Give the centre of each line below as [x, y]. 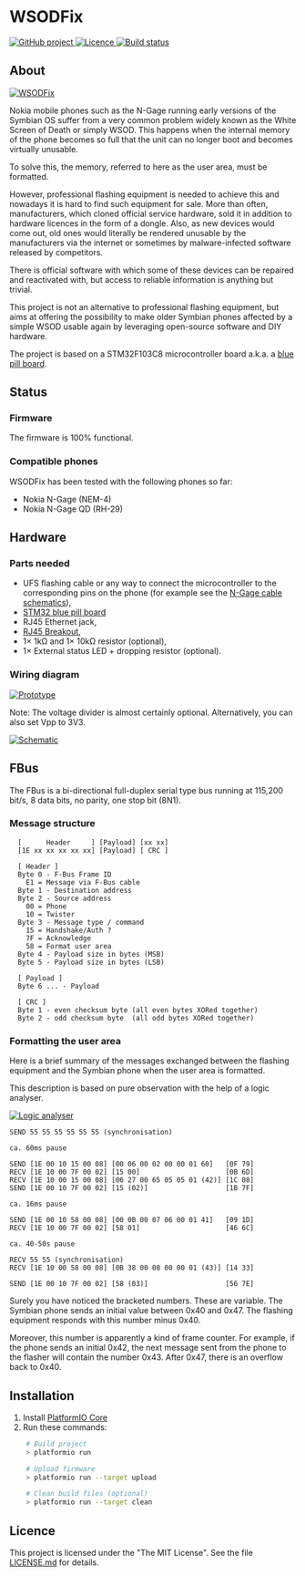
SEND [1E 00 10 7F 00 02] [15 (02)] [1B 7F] [132, 1188]
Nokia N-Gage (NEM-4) [67, 499]
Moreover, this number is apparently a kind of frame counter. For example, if [152, 1338]
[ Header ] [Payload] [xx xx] [93, 842]
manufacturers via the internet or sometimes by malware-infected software [150, 243]
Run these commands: [65, 1427]
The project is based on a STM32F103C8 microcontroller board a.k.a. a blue [152, 354]
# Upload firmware [61, 1469]
